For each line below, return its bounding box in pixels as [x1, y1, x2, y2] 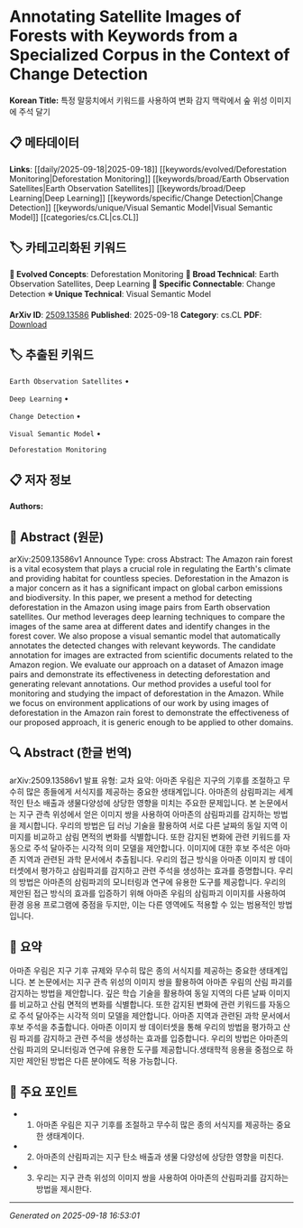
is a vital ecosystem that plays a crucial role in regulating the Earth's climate [9, 563, 291, 574]
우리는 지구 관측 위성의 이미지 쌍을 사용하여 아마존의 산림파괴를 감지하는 [35, 1172, 289, 1184]
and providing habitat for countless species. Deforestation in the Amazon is [9, 573, 289, 583]
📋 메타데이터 [9, 135, 79, 151]
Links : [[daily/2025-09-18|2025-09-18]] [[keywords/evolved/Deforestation [9, 163, 287, 174]
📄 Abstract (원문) [9, 529, 105, 544]
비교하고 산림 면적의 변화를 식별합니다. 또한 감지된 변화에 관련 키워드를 [18, 999, 267, 1009]
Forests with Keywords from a [9, 25, 238, 46]
